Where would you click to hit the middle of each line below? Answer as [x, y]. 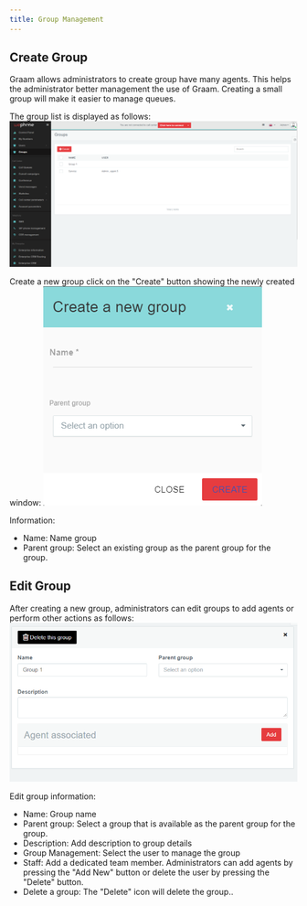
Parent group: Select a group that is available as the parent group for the [159, 824]
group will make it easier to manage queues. [93, 99]
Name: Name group [60, 538]
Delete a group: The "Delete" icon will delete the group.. [128, 892]
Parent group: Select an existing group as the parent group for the [147, 548]
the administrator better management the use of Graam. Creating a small [146, 89]
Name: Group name [59, 815]
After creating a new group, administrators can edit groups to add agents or [152, 608]
